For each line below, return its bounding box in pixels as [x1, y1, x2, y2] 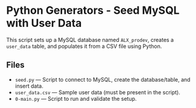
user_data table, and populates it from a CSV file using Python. [6, 43, 162, 50]
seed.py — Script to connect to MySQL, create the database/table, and [14, 76, 191, 83]
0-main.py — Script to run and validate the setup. [14, 95, 137, 102]
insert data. [14, 82, 43, 89]
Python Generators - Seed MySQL [6, 4, 180, 17]
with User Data [6, 16, 82, 30]
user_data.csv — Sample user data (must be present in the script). [14, 88, 181, 96]
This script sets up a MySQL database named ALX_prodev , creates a [6, 36, 174, 43]
